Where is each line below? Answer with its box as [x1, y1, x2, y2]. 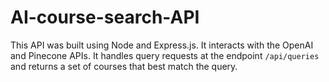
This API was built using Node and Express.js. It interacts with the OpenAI [10, 39, 314, 51]
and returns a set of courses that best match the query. [10, 60, 238, 72]
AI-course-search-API [10, 6, 200, 29]
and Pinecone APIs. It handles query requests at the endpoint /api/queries [10, 49, 320, 61]
